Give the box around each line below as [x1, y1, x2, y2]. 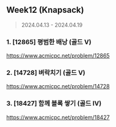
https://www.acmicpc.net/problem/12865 [6, 52, 110, 60]
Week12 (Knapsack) [6, 5, 84, 15]
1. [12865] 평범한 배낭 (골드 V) [6, 37, 92, 46]
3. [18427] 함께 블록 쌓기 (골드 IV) [6, 99, 102, 108]
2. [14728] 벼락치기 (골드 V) [6, 69, 85, 77]
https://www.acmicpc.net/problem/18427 [6, 114, 110, 121]
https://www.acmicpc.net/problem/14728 [6, 83, 110, 90]
